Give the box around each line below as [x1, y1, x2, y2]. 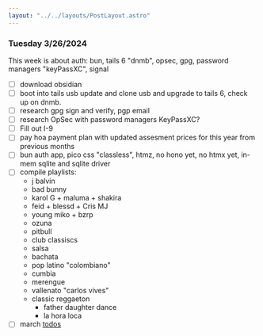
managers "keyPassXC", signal [8, 64, 109, 74]
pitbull [31, 227, 52, 236]
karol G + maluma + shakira [31, 193, 122, 203]
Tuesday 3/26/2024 [8, 37, 87, 48]
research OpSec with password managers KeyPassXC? [19, 115, 200, 124]
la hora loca [43, 311, 82, 321]
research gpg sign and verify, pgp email [19, 106, 151, 116]
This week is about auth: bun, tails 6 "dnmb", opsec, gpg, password [8, 55, 229, 65]
